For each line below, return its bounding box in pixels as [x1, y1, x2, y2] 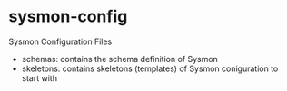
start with [21, 72, 58, 83]
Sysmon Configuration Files [8, 36, 113, 47]
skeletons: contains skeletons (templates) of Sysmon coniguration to [21, 63, 279, 74]
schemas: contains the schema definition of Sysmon [21, 53, 219, 64]
